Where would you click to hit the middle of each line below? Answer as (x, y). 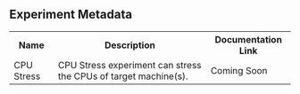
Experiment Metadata (71, 15)
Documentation (249, 39)
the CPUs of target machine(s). (123, 76)
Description (130, 45)
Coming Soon (239, 70)
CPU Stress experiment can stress (130, 65)
